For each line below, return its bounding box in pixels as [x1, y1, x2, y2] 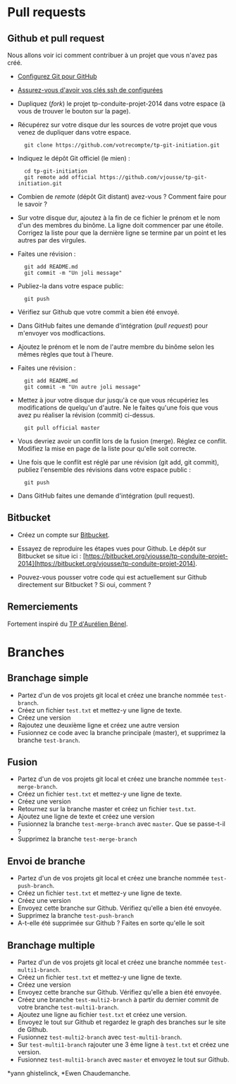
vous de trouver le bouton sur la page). [17, 107, 131, 115]
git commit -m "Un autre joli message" [24, 383, 141, 390]
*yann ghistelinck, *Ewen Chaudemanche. [7, 1069, 131, 1078]
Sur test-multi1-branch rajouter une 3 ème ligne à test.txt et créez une [17, 1040, 229, 1049]
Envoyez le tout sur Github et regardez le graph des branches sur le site [17, 1018, 226, 1026]
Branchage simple [7, 672, 89, 684]
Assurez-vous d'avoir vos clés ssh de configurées [17, 86, 163, 94]
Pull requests [7, 4, 86, 20]
